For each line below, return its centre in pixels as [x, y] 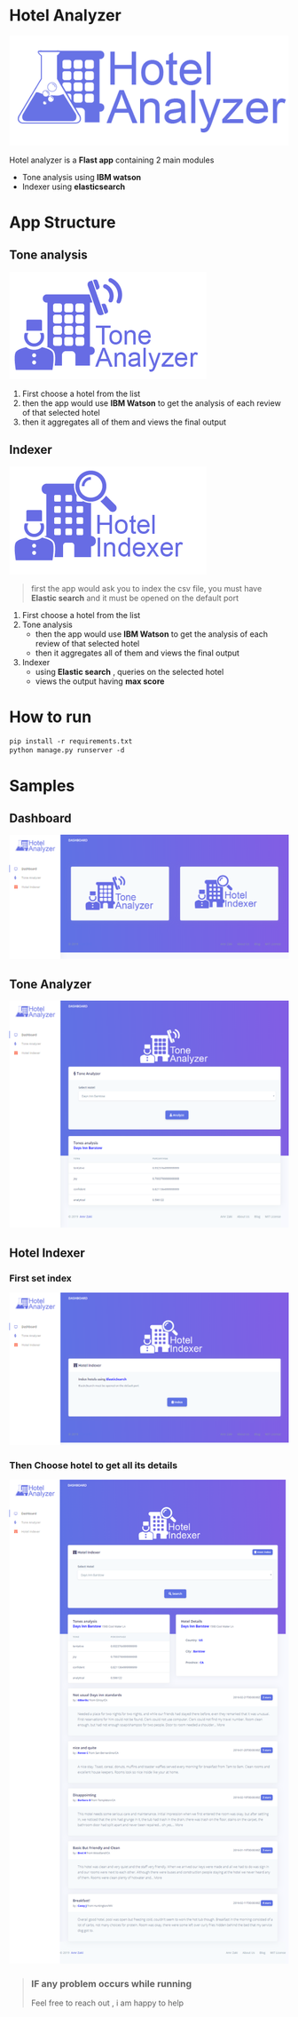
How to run [51, 717]
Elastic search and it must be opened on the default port [135, 598]
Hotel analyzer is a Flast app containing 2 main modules [112, 160]
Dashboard [40, 818]
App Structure [63, 222]
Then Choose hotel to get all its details [94, 1465]
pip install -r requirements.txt [71, 742]
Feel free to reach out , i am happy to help [107, 2003]
